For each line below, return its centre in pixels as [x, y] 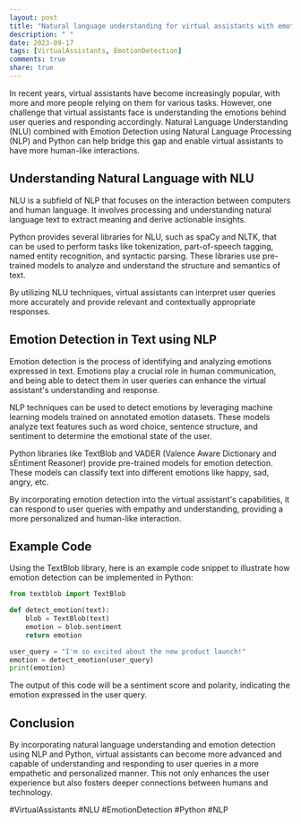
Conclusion [42, 723]
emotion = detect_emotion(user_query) [82, 660]
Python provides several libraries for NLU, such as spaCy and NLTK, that [143, 237]
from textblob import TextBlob [68, 594]
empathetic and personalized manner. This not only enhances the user [140, 774]
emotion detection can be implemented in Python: [101, 578]
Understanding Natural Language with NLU [132, 179]
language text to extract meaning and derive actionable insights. [128, 219]
